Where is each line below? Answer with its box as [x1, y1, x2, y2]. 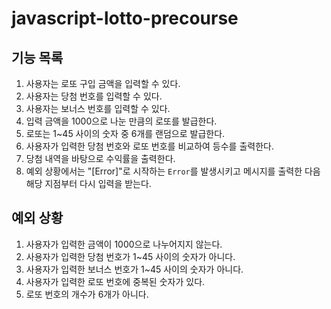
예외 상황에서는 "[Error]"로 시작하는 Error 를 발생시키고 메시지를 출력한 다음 [25, 165, 321, 177]
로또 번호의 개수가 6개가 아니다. [25, 288, 149, 300]
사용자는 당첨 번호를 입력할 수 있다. [25, 90, 163, 102]
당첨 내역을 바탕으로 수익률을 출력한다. [25, 153, 176, 164]
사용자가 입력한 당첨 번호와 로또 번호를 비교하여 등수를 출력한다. [25, 140, 274, 152]
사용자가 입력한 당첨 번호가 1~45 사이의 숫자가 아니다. [25, 250, 236, 262]
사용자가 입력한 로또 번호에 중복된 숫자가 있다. [25, 275, 206, 287]
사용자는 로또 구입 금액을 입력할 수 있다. [25, 78, 181, 89]
